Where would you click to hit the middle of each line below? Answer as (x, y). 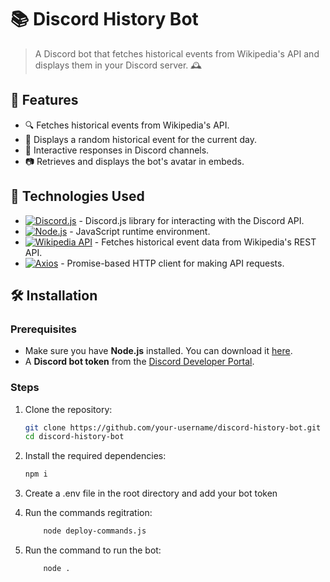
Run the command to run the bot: (93, 550)
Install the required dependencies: (95, 456)
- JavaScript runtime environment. (140, 231)
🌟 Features (44, 100)
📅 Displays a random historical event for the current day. (141, 139)
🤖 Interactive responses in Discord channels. (117, 150)
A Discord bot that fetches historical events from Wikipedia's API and (177, 53)
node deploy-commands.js (95, 531)
